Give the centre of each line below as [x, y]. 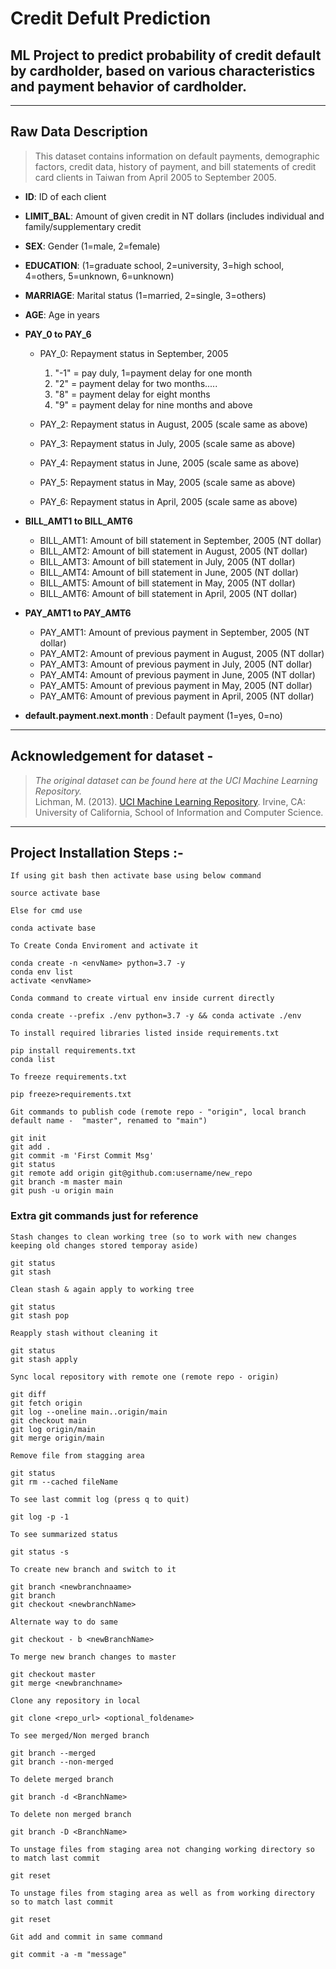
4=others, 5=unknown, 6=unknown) [99, 276]
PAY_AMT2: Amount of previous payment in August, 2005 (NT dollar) [182, 653]
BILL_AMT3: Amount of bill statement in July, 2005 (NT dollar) [167, 561]
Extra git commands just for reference [104, 1216]
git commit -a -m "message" [69, 1954]
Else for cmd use [46, 911]
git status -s [40, 1552]
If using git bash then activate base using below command [136, 876]
